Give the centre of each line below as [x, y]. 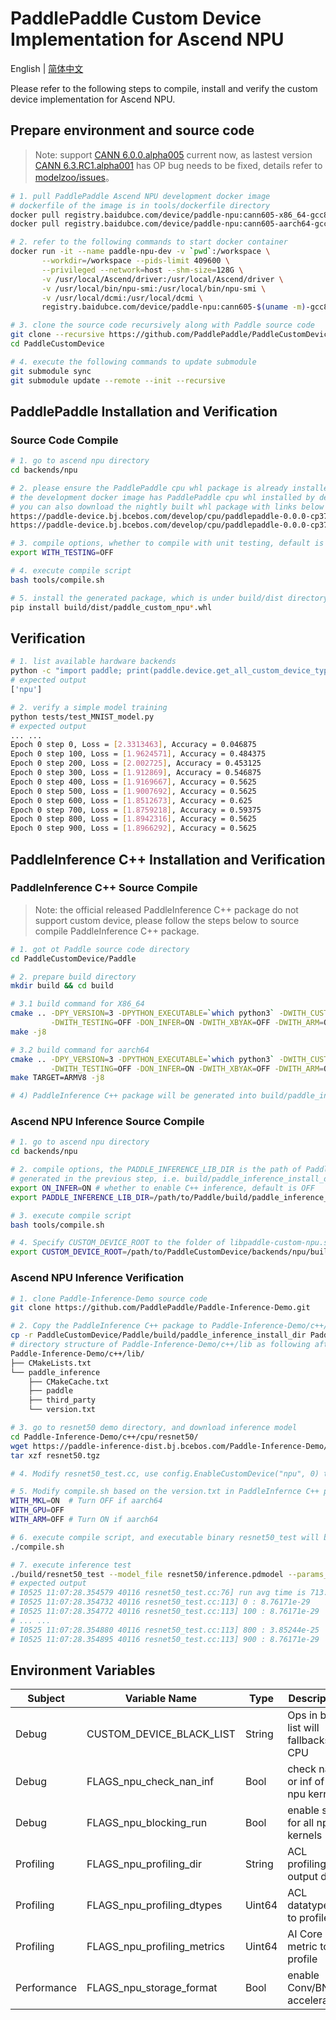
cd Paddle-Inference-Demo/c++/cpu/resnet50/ [104, 1437]
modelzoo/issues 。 [74, 177]
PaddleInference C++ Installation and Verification [168, 859]
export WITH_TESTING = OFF [62, 553]
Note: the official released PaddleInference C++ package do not [166, 909]
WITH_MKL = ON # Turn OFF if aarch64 [86, 1501]
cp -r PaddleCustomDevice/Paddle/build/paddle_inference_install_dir [158, 1335]
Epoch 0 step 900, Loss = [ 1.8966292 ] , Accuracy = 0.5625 [133, 828]
